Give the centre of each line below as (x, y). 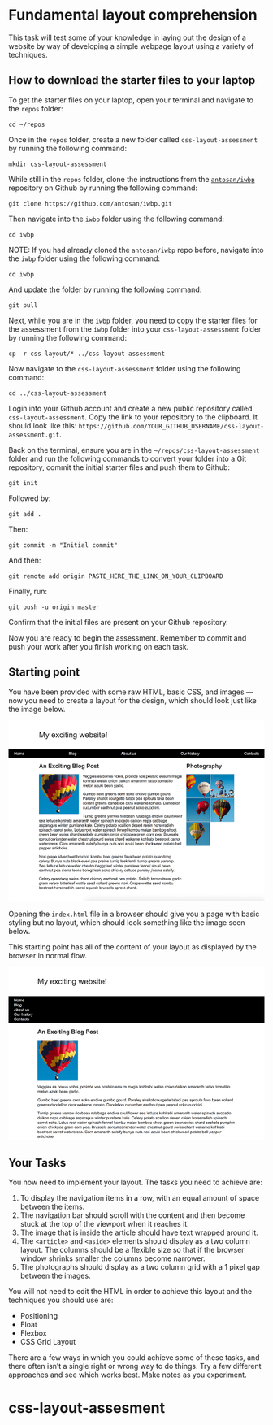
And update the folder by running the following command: (105, 289)
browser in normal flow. (48, 956)
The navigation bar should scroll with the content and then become (132, 1215)
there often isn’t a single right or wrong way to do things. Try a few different (135, 1366)
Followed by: (30, 498)
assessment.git (34, 435)
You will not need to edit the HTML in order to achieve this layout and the (130, 1292)
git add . (25, 514)
